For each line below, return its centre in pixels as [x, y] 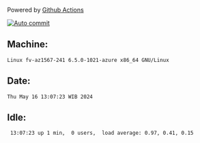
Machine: [28, 45]
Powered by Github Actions [45, 10]
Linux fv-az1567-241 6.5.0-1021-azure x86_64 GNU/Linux [88, 60]
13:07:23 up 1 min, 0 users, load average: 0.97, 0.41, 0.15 [102, 133]
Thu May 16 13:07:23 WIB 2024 [50, 97]
